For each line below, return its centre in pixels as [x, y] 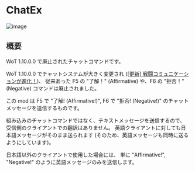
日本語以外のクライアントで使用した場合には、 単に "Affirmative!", [86, 155]
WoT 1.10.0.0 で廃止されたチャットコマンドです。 [65, 61]
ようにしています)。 [30, 142]
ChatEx [24, 10]
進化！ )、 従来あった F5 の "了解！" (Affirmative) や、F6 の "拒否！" [103, 81]
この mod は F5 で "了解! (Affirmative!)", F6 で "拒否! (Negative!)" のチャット [97, 100]
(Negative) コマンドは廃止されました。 [53, 88]
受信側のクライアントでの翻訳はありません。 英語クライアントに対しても [94, 128]
